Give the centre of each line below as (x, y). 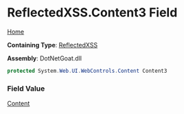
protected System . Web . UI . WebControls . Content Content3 (87, 71)
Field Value (26, 89)
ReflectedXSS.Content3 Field (92, 13)
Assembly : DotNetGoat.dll (45, 58)
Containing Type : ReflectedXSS (53, 45)
